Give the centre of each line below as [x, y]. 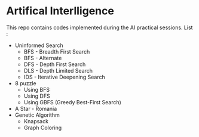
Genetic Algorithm [37, 115]
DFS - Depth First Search [55, 64]
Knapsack [36, 121]
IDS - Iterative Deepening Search [65, 77]
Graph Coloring [43, 127]
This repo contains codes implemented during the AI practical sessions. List [99, 27]
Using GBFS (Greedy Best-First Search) [72, 102]
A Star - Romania [36, 108]
